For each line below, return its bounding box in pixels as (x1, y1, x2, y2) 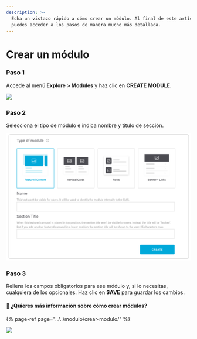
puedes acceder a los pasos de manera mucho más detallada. (11, 22, 161, 28)
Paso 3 (6, 269, 26, 278)
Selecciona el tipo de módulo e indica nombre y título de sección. (6, 122, 164, 129)
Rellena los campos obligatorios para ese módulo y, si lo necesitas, (6, 283, 168, 290)
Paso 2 (6, 108, 26, 117)
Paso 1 (6, 69, 25, 77)
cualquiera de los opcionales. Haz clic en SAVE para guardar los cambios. (6, 289, 185, 296)
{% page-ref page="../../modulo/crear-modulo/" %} (6, 315, 131, 322)
